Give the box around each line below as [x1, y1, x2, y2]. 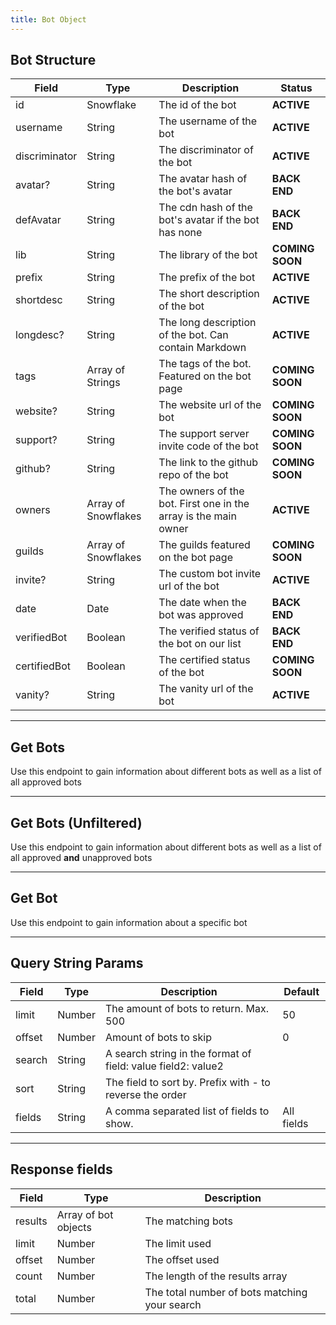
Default [283, 984, 320, 998]
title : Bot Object [10, 14, 87, 25]
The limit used [144, 1236, 212, 1250]
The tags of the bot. [158, 357, 252, 371]
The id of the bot [158, 98, 237, 112]
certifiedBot [15, 659, 72, 673]
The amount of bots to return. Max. [104, 1001, 269, 1015]
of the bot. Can [158, 328, 229, 342]
